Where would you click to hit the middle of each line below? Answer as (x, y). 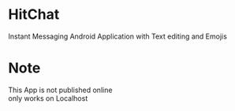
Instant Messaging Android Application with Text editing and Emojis (117, 36)
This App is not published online (60, 90)
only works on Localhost (48, 98)
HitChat (34, 15)
